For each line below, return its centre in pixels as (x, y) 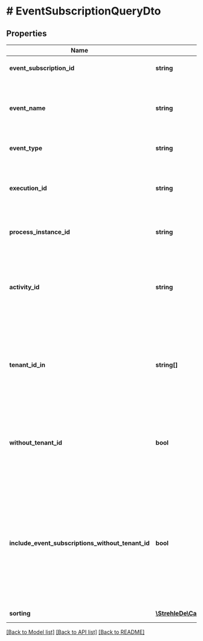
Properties (27, 34)
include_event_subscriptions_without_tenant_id (79, 543)
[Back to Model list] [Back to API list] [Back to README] (76, 632)
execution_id (28, 188)
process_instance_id (40, 232)
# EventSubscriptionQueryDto (84, 11)
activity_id (24, 287)
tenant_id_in (27, 365)
